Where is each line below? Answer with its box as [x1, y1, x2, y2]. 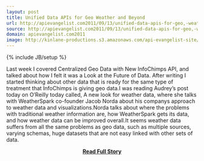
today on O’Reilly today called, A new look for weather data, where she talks [6, 91, 197, 98]
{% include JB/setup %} [6, 54, 67, 61]
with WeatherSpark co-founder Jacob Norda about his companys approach [6, 97, 195, 105]
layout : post [6, 8, 39, 15]
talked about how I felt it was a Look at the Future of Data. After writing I [6, 72, 186, 79]
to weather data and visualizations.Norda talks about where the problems [6, 104, 189, 111]
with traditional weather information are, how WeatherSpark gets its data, [6, 110, 189, 117]
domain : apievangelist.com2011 [6, 31, 86, 38]
